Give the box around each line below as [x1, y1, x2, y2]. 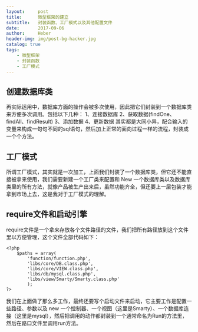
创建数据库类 [6, 87, 53, 97]
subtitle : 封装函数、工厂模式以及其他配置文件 [6, 19, 113, 25]
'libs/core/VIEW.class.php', [27, 265, 99, 271]
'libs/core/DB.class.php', [27, 260, 94, 267]
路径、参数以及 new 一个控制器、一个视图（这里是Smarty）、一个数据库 [11, 304, 184, 312]
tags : [6, 47, 19, 53]
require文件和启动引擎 [6, 210, 88, 220]
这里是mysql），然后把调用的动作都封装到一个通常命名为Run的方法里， [16, 312, 187, 319]
